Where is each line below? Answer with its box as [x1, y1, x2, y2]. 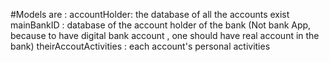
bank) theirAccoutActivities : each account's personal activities [10, 40, 271, 52]
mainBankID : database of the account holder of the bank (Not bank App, [10, 19, 312, 31]
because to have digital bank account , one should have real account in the [10, 30, 320, 41]
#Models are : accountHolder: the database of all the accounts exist [10, 9, 290, 20]
